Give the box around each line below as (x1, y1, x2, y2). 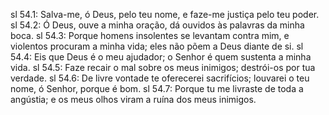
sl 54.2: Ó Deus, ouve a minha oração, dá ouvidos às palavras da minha (10, 19, 305, 31)
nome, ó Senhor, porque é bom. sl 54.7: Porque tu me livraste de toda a (10, 83, 304, 94)
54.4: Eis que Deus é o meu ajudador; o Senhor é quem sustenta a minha (10, 51, 312, 63)
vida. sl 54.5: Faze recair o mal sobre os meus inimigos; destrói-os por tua (10, 62, 316, 73)
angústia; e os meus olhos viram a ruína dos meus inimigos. (10, 94, 257, 105)
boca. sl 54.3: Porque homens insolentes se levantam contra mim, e (10, 30, 290, 41)
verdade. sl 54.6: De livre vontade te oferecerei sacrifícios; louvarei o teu (10, 72, 310, 84)
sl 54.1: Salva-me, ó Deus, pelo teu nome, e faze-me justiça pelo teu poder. (10, 9, 320, 20)
